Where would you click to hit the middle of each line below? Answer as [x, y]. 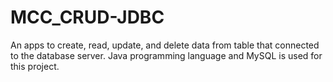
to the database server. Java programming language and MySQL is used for [166, 55]
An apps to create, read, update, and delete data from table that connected [165, 45]
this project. [35, 66]
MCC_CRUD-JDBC [87, 17]
